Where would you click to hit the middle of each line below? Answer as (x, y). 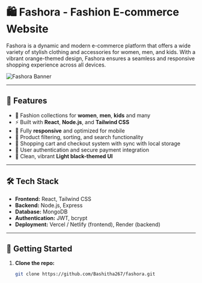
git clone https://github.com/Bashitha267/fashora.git (85, 274)
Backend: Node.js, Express (49, 205)
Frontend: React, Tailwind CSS (53, 198)
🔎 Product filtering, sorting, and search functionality (79, 137)
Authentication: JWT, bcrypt (51, 218)
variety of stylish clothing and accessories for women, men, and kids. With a (101, 52)
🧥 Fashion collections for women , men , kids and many (83, 115)
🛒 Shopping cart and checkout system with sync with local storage (97, 143)
